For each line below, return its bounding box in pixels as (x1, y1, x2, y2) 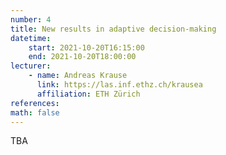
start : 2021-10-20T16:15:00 (28, 42, 145, 53)
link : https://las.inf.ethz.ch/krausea (36, 80, 203, 90)
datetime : (10, 33, 52, 43)
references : (10, 98, 60, 108)
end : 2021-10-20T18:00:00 (28, 52, 137, 62)
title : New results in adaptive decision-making (10, 24, 217, 34)
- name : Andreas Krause (28, 71, 128, 81)
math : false (10, 107, 60, 118)
